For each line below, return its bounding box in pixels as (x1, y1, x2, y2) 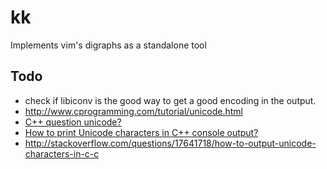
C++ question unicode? (24, 116, 122, 128)
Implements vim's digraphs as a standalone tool (10, 39, 207, 51)
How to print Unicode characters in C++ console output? (24, 126, 259, 138)
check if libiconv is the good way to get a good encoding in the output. (24, 94, 317, 106)
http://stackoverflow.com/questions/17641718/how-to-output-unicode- (24, 137, 317, 149)
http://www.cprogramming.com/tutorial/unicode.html (24, 105, 243, 117)
